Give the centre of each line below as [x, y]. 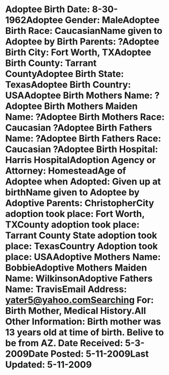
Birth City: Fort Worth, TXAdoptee [78, 52]
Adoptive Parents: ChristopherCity [80, 203]
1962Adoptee [34, 20]
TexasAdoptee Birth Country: [68, 85]
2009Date [27, 354]
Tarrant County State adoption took [81, 235]
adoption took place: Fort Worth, [75, 214]
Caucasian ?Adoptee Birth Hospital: [82, 149]
